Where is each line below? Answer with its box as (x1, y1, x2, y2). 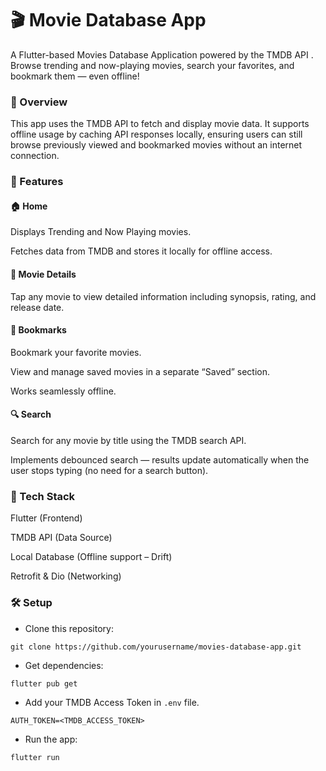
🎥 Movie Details (10, 268, 77, 280)
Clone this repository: (24, 622, 114, 634)
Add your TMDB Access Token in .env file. (24, 696, 200, 708)
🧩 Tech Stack (10, 489, 76, 503)
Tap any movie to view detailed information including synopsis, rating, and (10, 290, 317, 302)
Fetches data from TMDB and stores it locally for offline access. (10, 245, 273, 257)
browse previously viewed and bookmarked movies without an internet (10, 139, 303, 151)
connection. (10, 150, 60, 162)
